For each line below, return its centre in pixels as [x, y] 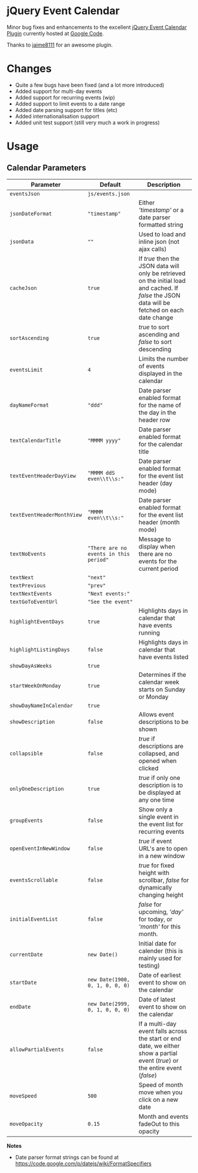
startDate [23, 982]
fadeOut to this [159, 1124]
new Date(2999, [109, 1004]
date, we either [159, 1046]
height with [154, 873]
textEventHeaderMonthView [46, 515]
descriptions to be [163, 722]
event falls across [163, 1031]
